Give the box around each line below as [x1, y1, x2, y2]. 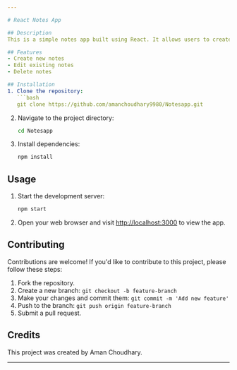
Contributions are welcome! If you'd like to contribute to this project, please [7, 257, 226, 265]
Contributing [7, 239, 65, 251]
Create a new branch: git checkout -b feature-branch [17, 286, 178, 294]
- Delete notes [7, 68, 52, 76]
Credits [7, 329, 41, 341]
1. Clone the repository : [7, 88, 83, 95]
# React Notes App [7, 16, 61, 23]
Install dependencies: [17, 140, 80, 148]
